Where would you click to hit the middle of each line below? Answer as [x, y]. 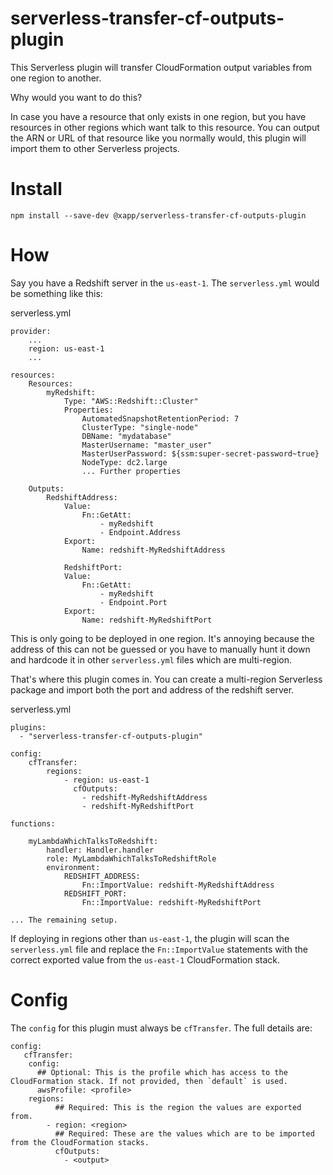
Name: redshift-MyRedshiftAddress [153, 550]
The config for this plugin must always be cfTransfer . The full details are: [161, 1028]
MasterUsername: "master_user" [147, 445]
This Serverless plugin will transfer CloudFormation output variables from [161, 67]
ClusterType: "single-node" [140, 427]
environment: [73, 867]
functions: [33, 823]
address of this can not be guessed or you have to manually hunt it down [160, 649]
